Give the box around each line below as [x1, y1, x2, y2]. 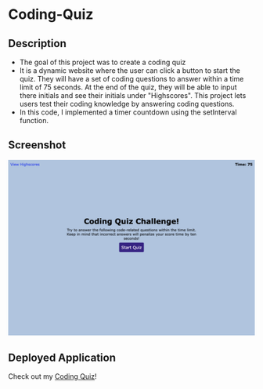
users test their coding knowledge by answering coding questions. [19, 100, 235, 108]
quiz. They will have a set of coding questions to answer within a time [19, 75, 244, 83]
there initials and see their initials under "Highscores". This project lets [19, 91, 247, 100]
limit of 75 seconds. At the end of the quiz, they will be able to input [19, 82, 237, 92]
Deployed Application [8, 351, 116, 364]
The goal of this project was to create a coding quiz [19, 57, 186, 67]
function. [19, 116, 49, 125]
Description [8, 37, 67, 50]
